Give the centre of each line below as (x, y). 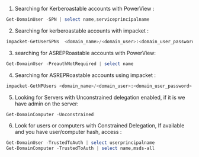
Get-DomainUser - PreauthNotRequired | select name (70, 64)
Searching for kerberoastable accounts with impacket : (82, 31)
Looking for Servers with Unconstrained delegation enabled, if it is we (100, 97)
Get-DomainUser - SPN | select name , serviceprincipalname (78, 20)
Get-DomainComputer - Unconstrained (50, 114)
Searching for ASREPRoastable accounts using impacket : (85, 75)
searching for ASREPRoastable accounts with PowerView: (85, 53)
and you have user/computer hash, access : (68, 132)
